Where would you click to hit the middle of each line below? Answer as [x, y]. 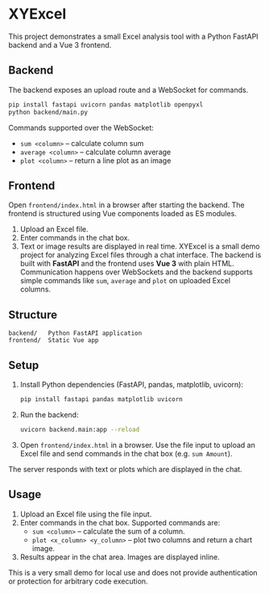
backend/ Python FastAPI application [75, 333]
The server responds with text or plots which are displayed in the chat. [126, 469]
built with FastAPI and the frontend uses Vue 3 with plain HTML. [127, 264]
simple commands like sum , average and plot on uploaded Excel [125, 281]
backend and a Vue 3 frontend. [60, 44]
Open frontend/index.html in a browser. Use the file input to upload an [137, 445]
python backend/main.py [48, 112]
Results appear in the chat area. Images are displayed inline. [120, 557]
